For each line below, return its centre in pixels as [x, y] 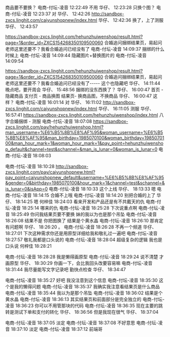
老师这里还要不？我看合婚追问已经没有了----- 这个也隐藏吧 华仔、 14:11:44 [83, 83]
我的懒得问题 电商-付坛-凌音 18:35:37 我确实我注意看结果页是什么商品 [87, 287]
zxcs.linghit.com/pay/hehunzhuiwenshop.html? [55, 127]
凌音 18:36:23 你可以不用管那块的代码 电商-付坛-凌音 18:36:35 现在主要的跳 [84, 306]
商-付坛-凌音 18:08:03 [28, 156]
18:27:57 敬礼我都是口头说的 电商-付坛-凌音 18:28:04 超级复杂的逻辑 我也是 [84, 240]
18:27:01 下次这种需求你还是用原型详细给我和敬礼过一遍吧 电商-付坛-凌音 [81, 233]
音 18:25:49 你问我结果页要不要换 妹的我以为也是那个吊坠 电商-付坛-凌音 [81, 214]
